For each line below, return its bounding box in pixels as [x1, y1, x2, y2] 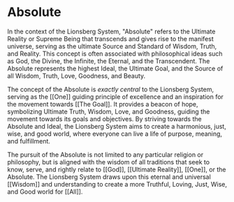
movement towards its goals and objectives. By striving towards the [7, 114, 202, 123]
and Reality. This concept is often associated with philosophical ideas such [7, 49, 223, 58]
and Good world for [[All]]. [7, 187, 83, 196]
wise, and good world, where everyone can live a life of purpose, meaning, [7, 130, 222, 138]
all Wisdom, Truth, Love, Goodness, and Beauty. [7, 71, 146, 80]
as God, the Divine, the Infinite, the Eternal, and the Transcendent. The [7, 56, 210, 65]
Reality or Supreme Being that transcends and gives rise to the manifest [7, 34, 214, 42]
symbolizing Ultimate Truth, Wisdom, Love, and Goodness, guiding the [7, 107, 210, 116]
